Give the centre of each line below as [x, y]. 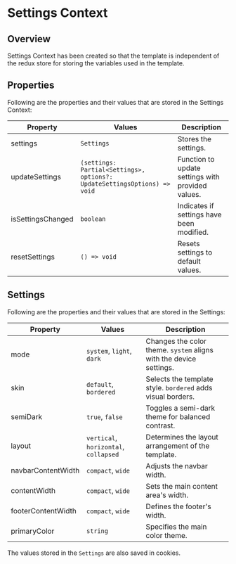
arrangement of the [178, 446]
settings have [200, 214]
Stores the [195, 139]
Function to [196, 159]
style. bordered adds [179, 387]
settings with [198, 177]
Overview [29, 39]
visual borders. [170, 397]
